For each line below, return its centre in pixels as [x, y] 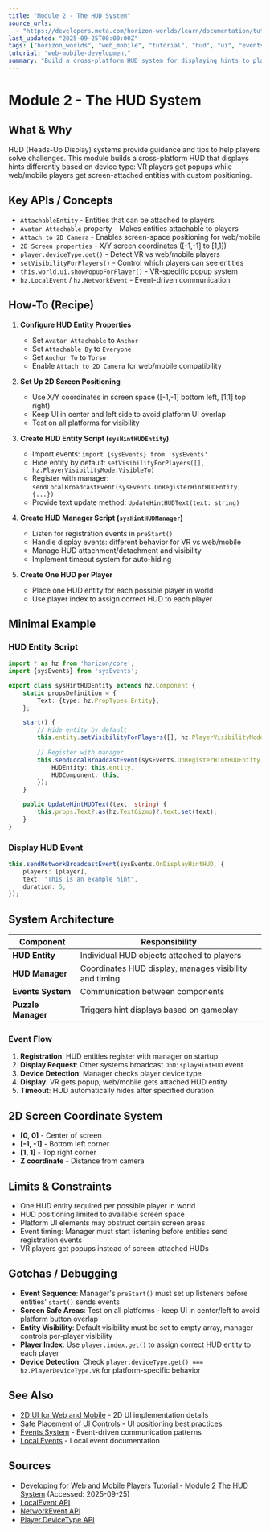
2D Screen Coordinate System [86, 1116]
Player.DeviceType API [57, 1519]
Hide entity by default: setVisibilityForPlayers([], [118, 462]
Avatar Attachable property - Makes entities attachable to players [129, 228]
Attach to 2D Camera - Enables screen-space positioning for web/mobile [140, 237]
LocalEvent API [45, 1502]
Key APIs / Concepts [61, 201]
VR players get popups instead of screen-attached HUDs [114, 1249]
